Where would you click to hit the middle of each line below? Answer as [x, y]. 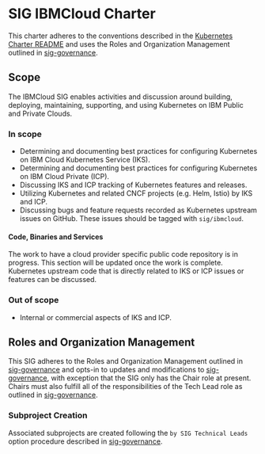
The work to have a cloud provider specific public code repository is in [123, 254]
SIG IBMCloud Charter [82, 14]
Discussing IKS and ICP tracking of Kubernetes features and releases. [133, 185]
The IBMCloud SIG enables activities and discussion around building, [121, 97]
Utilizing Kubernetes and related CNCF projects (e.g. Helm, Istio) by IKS [136, 193]
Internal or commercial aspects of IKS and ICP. [96, 317]
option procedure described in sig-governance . [85, 441]
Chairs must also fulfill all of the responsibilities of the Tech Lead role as [125, 387]
